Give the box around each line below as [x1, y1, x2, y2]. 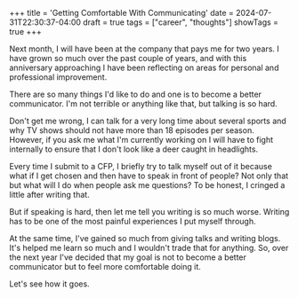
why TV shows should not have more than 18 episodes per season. [9, 125, 255, 136]
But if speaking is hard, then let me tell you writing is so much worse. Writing [9, 207, 290, 216]
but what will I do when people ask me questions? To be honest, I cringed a [9, 180, 286, 190]
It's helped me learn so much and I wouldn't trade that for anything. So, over [9, 243, 289, 253]
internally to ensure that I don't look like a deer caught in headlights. [9, 144, 259, 154]
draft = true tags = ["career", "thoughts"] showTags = [83, 17, 278, 27]
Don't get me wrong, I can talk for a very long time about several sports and [9, 115, 286, 126]
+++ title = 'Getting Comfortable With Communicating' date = [9, 8, 234, 18]
